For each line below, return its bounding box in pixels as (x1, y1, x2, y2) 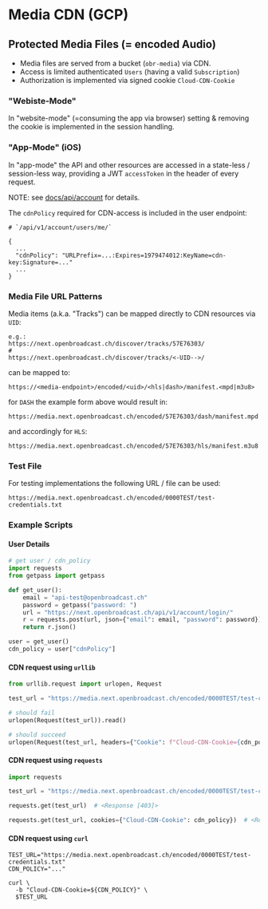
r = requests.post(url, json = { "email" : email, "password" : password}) (22, 616, 262, 624)
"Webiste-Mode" (8, 95, 77, 106)
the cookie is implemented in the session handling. (8, 122, 175, 132)
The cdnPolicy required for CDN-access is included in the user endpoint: (8, 207, 247, 217)
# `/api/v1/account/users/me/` (8, 223, 112, 231)
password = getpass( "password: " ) (22, 601, 137, 609)
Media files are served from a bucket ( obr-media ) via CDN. (19, 58, 211, 68)
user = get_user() (8, 638, 69, 646)
